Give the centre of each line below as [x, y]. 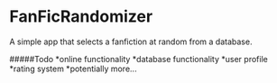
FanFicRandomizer [81, 17]
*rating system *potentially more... [73, 69]
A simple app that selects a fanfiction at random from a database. [131, 41]
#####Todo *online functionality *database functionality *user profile [138, 59]
